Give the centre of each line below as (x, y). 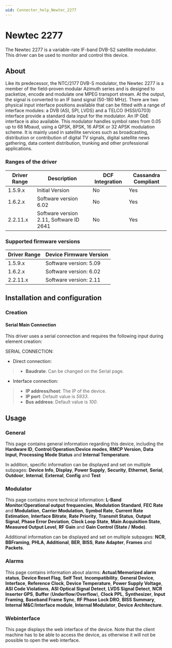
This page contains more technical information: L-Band (63, 500)
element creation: (24, 341)
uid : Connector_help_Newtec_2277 (41, 10)
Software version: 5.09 (73, 263)
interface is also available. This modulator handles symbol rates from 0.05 (83, 121)
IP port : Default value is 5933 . (57, 397)
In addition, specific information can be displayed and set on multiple (78, 465)
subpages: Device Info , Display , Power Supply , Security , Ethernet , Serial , (84, 470)
